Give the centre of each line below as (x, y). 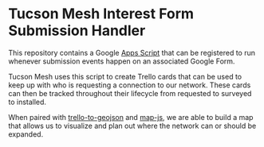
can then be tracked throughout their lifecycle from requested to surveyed (130, 93)
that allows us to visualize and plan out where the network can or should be (132, 126)
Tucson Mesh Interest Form (101, 14)
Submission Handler (77, 31)
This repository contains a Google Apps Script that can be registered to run (132, 52)
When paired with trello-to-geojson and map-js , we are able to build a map (131, 117)
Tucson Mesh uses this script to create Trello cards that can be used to (125, 76)
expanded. (26, 134)
